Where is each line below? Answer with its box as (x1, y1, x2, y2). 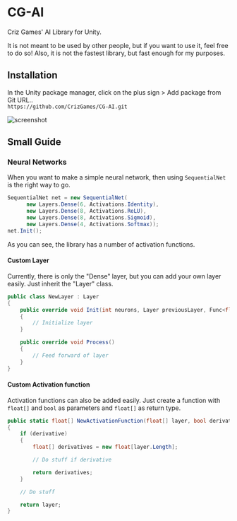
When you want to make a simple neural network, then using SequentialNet (7, 173, 226, 182)
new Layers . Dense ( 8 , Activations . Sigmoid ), (25, 214, 157, 221)
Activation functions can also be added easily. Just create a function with (7, 396, 221, 404)
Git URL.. (7, 95, 33, 104)
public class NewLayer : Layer (7, 293, 99, 300)
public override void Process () (20, 339, 115, 346)
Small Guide (7, 136, 61, 148)
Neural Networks (7, 157, 67, 167)
